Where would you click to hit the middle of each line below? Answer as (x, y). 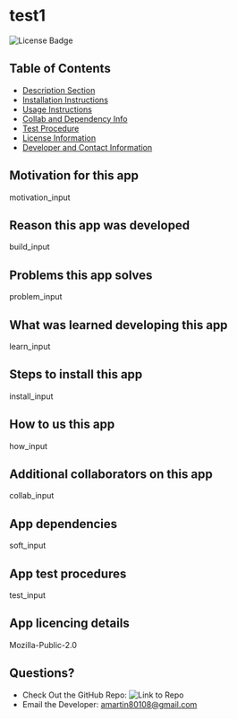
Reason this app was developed (100, 225)
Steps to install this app (76, 374)
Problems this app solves (81, 275)
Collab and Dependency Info (75, 118)
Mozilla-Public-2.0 (43, 645)
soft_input (28, 546)
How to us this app (62, 424)
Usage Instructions (57, 109)
